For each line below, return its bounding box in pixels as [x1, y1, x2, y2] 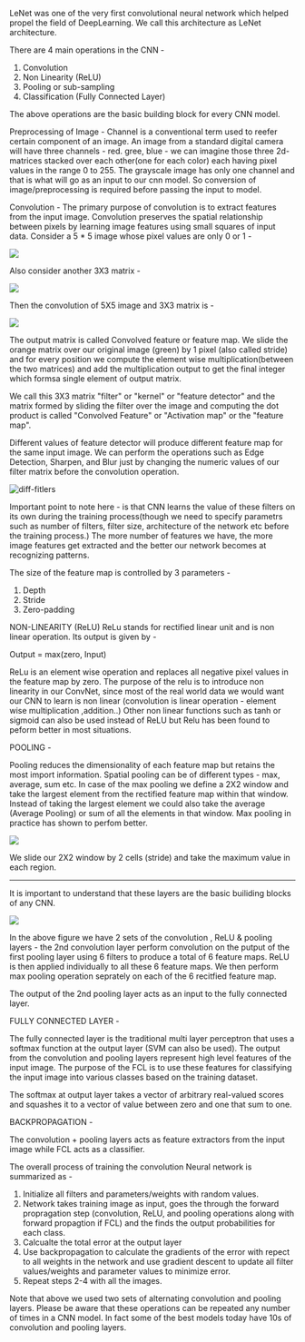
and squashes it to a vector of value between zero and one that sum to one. [9, 1099, 292, 1110]
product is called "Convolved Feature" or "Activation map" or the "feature [9, 410, 284, 420]
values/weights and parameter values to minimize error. [22, 1266, 231, 1277]
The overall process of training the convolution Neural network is [9, 1161, 252, 1172]
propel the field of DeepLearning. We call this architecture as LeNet [9, 17, 261, 28]
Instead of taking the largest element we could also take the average [9, 798, 266, 809]
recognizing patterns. [9, 549, 90, 560]
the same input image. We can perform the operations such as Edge [9, 447, 265, 458]
